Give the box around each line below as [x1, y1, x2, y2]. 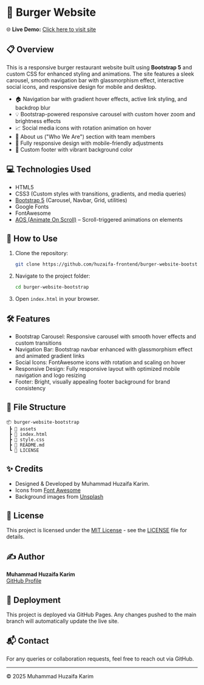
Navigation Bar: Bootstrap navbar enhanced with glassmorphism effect [15, 345, 193, 353]
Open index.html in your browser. [15, 295, 100, 303]
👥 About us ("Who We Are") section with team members [15, 133, 156, 140]
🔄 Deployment [6, 595, 61, 605]
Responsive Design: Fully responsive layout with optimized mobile [15, 365, 180, 372]
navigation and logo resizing [15, 371, 86, 379]
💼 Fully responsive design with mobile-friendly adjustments [15, 139, 164, 147]
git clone [15, 261, 41, 267]
